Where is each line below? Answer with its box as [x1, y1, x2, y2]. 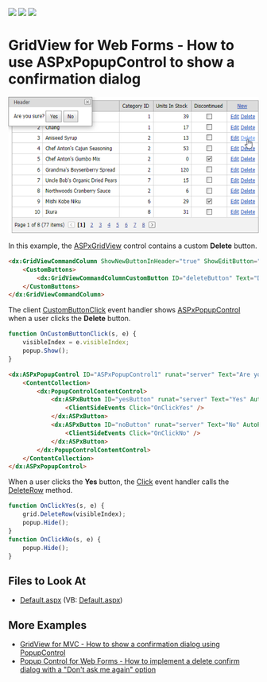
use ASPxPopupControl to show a [8, 53, 235, 72]
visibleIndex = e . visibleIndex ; [22, 339, 130, 347]
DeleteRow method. [8, 486, 73, 495]
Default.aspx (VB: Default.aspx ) [19, 595, 123, 605]
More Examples [8, 618, 87, 632]
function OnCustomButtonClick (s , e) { [8, 330, 137, 338]
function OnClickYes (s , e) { [8, 502, 105, 510]
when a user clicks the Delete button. [8, 314, 131, 324]
